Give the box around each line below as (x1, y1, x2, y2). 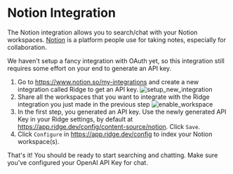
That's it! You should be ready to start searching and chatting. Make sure (7, 151, 218, 159)
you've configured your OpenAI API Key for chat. (7, 158, 149, 166)
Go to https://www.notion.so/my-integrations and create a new (17, 77, 199, 86)
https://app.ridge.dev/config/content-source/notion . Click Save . (17, 122, 201, 130)
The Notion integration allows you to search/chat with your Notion (7, 28, 198, 36)
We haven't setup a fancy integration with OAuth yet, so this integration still (7, 56, 225, 65)
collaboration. (7, 43, 47, 51)
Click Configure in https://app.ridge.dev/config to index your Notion (17, 130, 213, 138)
